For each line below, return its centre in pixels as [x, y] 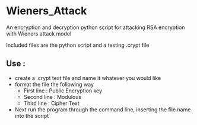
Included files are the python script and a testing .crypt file [78, 45]
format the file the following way [54, 84]
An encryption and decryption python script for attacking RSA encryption [96, 27]
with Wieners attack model [39, 33]
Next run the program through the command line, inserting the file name [103, 109]
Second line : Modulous [53, 97]
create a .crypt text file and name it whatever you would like [88, 78]
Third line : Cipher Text [52, 103]
